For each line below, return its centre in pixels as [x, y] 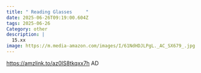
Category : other [27, 29]
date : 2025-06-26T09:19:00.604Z [47, 18]
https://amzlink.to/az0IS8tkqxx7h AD [53, 63]
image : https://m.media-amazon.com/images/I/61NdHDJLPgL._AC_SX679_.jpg [101, 46]
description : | [26, 35]
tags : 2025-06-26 [28, 23]
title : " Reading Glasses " [47, 12]
